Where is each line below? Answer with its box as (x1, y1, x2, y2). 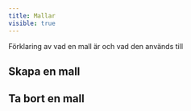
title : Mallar (8, 11, 56, 20)
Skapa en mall (8, 64, 81, 78)
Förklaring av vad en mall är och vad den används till (8, 41, 184, 51)
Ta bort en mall (8, 92, 85, 105)
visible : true (8, 19, 56, 27)
